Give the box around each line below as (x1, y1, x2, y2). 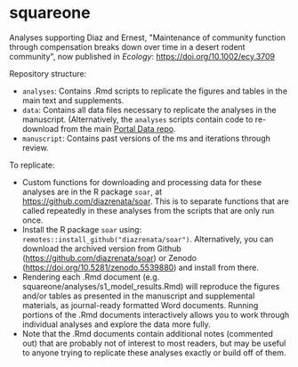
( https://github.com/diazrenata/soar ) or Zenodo (21, 252, 197, 263)
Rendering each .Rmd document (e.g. (21, 271, 160, 282)
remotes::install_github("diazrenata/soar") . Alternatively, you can (21, 233, 274, 244)
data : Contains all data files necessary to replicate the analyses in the (21, 104, 277, 115)
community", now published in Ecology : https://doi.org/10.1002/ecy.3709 (9, 51, 276, 61)
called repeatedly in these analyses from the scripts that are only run (21, 205, 275, 216)
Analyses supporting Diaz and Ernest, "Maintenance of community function (9, 32, 286, 43)
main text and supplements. (21, 94, 125, 105)
